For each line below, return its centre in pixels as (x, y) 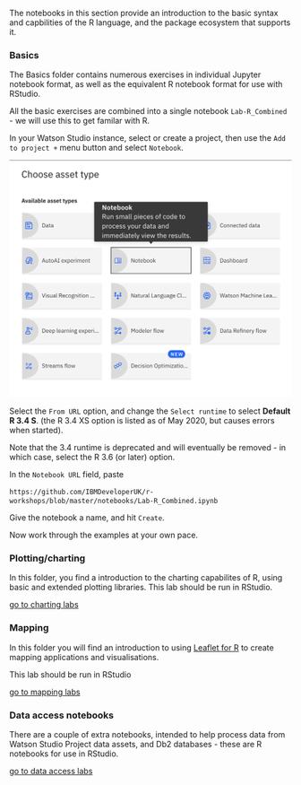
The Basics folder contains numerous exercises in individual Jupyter (135, 74)
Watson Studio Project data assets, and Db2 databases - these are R (136, 744)
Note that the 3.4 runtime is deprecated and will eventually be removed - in (148, 448)
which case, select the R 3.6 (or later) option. (92, 458)
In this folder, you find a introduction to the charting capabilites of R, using (146, 578)
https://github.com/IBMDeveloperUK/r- (82, 493)
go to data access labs (51, 771)
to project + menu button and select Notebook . (96, 148)
